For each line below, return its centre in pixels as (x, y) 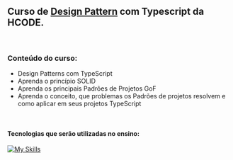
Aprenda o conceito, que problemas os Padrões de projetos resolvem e (121, 96)
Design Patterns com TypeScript (65, 74)
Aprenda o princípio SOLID (56, 81)
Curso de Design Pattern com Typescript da (106, 12)
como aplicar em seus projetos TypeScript (79, 104)
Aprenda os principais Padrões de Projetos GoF (87, 88)
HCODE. (26, 23)
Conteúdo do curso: (42, 58)
